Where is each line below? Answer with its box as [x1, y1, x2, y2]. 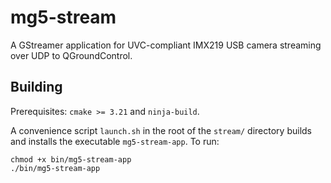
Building [10, 79, 63, 96]
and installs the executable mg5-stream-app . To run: [10, 135, 220, 147]
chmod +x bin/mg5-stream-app [10, 154, 132, 165]
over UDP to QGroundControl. [10, 49, 133, 61]
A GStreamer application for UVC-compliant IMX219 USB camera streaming [10, 39, 322, 51]
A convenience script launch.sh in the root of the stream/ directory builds [10, 124, 312, 136]
